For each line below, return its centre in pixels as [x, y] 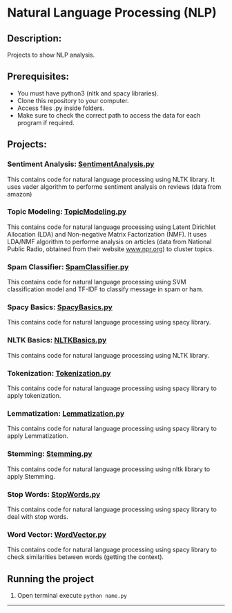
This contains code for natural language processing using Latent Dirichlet [112, 227]
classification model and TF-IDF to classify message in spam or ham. [105, 289]
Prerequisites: [38, 76]
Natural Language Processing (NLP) [112, 13]
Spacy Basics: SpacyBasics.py [60, 307]
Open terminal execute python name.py [72, 595]
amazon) [20, 194]
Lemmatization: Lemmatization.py [66, 413]
